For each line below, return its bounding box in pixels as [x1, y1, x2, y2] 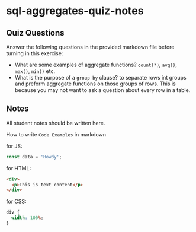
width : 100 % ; [11, 215, 44, 221]
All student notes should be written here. [6, 119, 105, 126]
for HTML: [6, 164, 31, 171]
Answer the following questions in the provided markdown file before [6, 43, 175, 50]
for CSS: [6, 198, 27, 205]
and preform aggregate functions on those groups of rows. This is [14, 80, 176, 87]
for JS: [6, 142, 23, 150]
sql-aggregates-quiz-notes [6, 4, 144, 18]
